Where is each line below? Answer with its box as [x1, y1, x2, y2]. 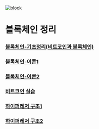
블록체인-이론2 [5, 73, 40, 80]
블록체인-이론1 [5, 58, 39, 65]
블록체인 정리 [5, 24, 57, 35]
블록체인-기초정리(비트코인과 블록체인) [5, 44, 94, 51]
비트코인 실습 [5, 88, 35, 95]
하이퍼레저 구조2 [5, 117, 43, 124]
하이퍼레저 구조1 [5, 103, 42, 110]
